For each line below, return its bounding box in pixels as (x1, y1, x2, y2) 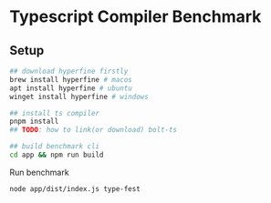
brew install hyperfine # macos (9, 75, 132, 84)
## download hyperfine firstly (9, 66, 129, 76)
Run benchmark (9, 167, 70, 178)
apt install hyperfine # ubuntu (9, 84, 132, 93)
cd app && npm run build (9, 150, 104, 159)
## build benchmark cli (9, 142, 100, 151)
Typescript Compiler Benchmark (9, 6, 262, 27)
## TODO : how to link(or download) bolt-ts (9, 126, 178, 135)
